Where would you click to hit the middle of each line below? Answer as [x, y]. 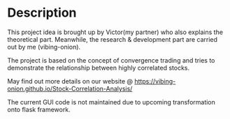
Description [42, 13]
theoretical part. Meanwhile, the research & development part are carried [113, 39]
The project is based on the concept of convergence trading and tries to [111, 60]
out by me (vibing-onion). [44, 47]
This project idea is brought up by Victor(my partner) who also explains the [115, 32]
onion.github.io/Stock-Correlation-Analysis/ [70, 88]
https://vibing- [155, 81]
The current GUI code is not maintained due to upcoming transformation [111, 102]
